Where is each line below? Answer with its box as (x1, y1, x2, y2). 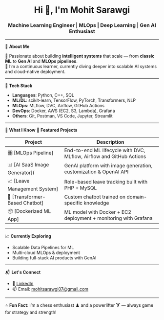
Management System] (7, 185, 59, 192)
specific (64, 200, 83, 206)
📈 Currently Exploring (5, 233, 52, 239)
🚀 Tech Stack (5, 83, 33, 89)
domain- (126, 193, 147, 200)
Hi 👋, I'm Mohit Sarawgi (34, 4, 130, 16)
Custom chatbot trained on (64, 193, 126, 200)
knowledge (83, 200, 109, 206)
